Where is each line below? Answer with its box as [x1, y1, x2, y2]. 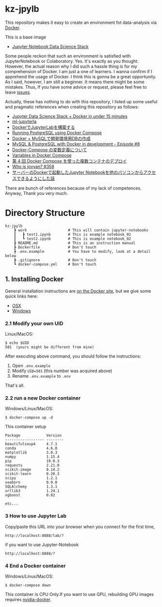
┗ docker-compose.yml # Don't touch [14, 262, 97, 266]
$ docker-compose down [5, 583, 51, 588]
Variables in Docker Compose [12, 152, 72, 158]
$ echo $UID [5, 340, 29, 345]
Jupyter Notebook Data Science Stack [12, 43, 89, 49]
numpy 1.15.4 [5, 455, 60, 459]
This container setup [5, 424, 47, 430]
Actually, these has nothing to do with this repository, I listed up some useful [5, 98, 158, 104]
